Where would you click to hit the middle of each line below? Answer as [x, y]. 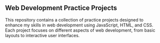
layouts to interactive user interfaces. [42, 35]
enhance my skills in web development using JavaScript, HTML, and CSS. [79, 25]
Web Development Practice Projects [61, 8]
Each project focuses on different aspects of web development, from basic [80, 30]
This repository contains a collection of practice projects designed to [74, 20]
